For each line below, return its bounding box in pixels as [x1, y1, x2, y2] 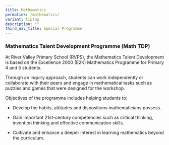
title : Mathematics [5, 7, 46, 13]
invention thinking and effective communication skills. [12, 120, 125, 126]
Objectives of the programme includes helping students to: [5, 95, 128, 101]
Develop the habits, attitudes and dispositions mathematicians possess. [12, 105, 161, 111]
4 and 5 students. [5, 65, 42, 71]
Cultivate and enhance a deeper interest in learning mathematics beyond [12, 129, 164, 136]
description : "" [5, 21, 39, 27]
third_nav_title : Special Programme [5, 26, 82, 31]
